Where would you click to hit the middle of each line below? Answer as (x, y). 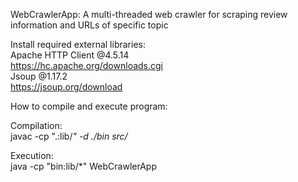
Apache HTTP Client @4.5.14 (70, 55)
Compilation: (36, 125)
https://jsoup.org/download (66, 87)
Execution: (32, 155)
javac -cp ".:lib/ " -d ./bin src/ (69, 136)
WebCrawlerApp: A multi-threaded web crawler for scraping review (149, 14)
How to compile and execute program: (89, 106)
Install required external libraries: (78, 44)
